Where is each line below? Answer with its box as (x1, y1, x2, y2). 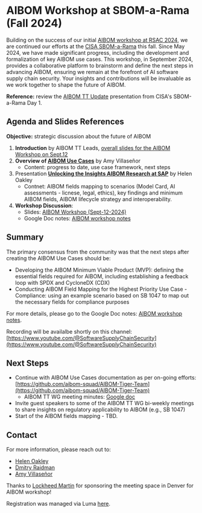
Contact (6, 430, 37, 440)
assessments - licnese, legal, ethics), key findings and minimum (24, 189, 183, 196)
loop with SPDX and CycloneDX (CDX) (14, 279, 110, 286)
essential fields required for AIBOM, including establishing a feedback (14, 272, 189, 280)
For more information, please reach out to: (6, 446, 112, 453)
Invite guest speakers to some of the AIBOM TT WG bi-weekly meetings (14, 400, 194, 407)
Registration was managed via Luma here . (6, 500, 110, 508)
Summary (6, 232, 44, 243)
